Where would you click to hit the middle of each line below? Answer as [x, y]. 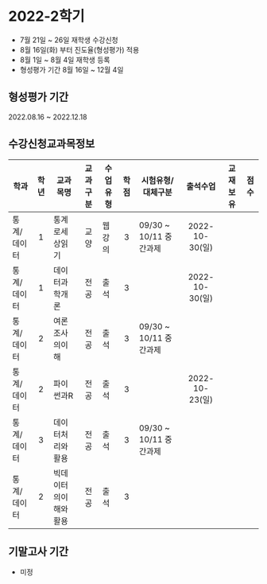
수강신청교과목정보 [52, 144]
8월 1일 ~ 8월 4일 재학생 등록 [65, 60]
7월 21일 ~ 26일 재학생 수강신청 [69, 40]
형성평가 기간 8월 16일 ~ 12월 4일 [72, 69]
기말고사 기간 [39, 551]
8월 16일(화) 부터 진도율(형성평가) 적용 [79, 49]
